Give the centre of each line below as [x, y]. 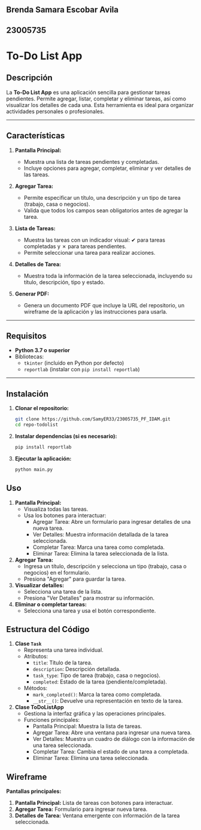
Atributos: [36, 657]
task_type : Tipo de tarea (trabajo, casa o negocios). [96, 676]
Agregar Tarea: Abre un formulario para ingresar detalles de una [112, 521]
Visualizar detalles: [39, 585]
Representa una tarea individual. [63, 650]
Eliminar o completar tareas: [51, 604]
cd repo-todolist [36, 425]
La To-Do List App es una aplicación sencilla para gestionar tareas [88, 92]
